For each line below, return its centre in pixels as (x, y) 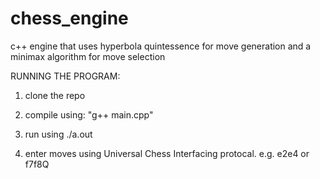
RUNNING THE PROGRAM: (65, 76)
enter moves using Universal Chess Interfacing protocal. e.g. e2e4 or (167, 153)
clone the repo (55, 95)
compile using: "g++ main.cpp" (89, 114)
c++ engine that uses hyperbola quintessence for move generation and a (161, 46)
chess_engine (69, 18)
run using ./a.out (58, 134)
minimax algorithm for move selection (88, 56)
